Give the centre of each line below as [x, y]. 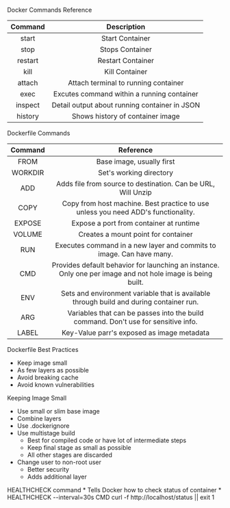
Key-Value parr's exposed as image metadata [136, 333]
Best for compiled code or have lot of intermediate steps [107, 440]
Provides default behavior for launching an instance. [136, 265]
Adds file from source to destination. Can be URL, [136, 184]
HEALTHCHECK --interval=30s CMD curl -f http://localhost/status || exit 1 [111, 497]
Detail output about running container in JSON [126, 105]
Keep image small [42, 363]
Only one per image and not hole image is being [136, 274]
